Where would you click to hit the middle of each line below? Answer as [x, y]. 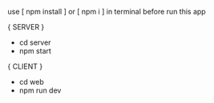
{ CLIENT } [25, 66]
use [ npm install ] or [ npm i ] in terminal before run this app [107, 12]
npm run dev [40, 90]
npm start [35, 51]
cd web [32, 82]
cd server [35, 42]
